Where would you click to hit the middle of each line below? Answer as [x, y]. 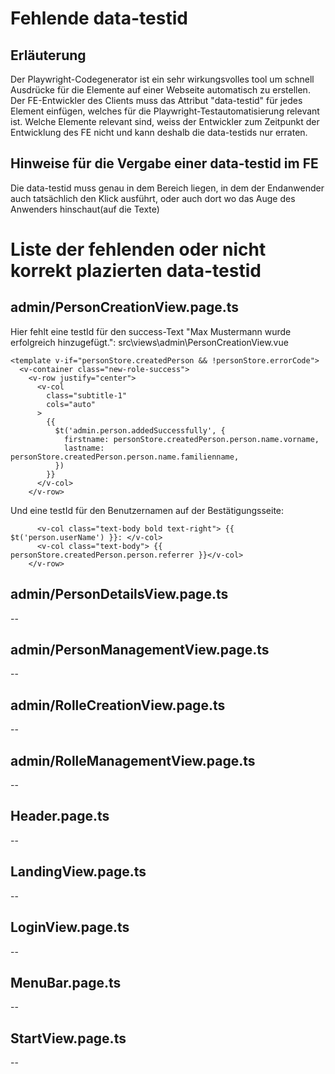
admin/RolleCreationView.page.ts [118, 705]
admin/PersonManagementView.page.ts [140, 650]
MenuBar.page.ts [66, 982]
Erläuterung [48, 55]
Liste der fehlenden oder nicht [138, 249]
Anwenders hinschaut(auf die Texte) [85, 209]
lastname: [84, 448]
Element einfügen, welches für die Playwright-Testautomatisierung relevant [165, 111]
